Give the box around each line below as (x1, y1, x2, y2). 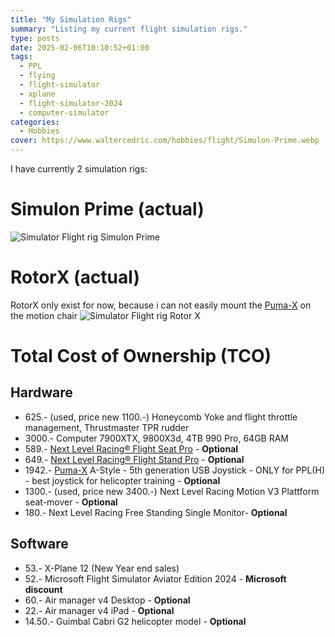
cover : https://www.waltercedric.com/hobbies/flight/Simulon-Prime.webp (10, 136, 320, 146)
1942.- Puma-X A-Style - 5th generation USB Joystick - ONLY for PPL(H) (24, 464, 325, 476)
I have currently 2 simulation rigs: (10, 163, 148, 175)
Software (10, 536, 69, 553)
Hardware (10, 384, 73, 401)
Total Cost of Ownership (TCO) (10, 345, 272, 368)
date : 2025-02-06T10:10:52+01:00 (10, 42, 150, 53)
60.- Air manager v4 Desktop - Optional (24, 594, 191, 606)
